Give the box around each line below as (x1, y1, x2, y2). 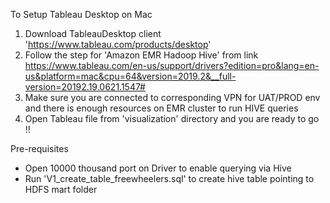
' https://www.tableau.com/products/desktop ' (24, 39, 212, 50)
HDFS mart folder (24, 184, 98, 195)
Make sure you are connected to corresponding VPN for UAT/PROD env (24, 92, 321, 103)
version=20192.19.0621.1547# (24, 81, 146, 93)
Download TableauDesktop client (24, 28, 162, 39)
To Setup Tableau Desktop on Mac (10, 9, 153, 20)
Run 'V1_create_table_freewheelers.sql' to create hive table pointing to (24, 173, 315, 184)
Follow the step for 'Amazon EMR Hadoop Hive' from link (24, 49, 259, 61)
